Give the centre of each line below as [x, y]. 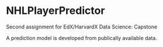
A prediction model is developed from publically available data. [82, 38]
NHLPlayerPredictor [56, 11]
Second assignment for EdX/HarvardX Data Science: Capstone [82, 27]
